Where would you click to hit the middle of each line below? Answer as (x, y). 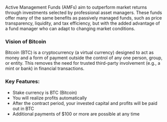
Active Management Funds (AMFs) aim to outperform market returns (76, 7)
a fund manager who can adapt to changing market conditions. (70, 29)
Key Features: (23, 81)
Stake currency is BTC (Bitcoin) (45, 92)
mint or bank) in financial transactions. (45, 69)
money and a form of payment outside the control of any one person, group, (84, 58)
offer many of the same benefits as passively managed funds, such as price (83, 18)
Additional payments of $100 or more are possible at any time (76, 114)
